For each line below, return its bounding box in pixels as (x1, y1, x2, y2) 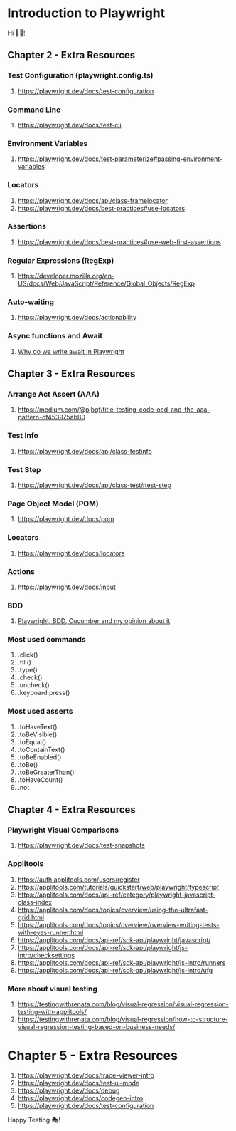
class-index (17, 897, 52, 906)
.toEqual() (17, 737, 47, 746)
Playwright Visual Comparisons (7, 825, 119, 835)
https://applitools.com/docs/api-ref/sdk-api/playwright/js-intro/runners (17, 958, 226, 966)
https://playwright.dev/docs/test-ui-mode (17, 1078, 140, 1087)
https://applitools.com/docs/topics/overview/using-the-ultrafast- (17, 905, 208, 914)
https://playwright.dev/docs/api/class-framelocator (17, 196, 168, 204)
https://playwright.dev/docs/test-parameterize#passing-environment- (17, 155, 223, 163)
